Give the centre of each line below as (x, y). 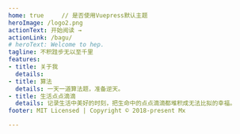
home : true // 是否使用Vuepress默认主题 (78, 15)
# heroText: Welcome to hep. (56, 45)
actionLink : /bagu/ (40, 37)
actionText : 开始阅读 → (45, 30)
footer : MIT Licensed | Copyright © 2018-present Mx (97, 111)
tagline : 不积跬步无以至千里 (51, 52)
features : (25, 60)
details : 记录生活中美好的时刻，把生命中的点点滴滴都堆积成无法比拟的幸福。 (126, 103)
